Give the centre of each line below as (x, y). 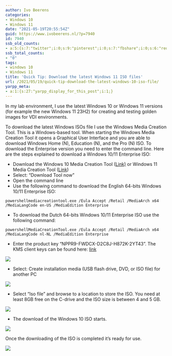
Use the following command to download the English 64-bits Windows (87, 186)
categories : (18, 15)
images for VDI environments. (37, 117)
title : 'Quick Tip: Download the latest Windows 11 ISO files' (74, 77)
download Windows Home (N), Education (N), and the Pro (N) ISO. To (78, 143)
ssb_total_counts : (25, 53)
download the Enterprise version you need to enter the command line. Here (85, 148)
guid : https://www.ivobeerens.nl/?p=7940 (50, 34)
